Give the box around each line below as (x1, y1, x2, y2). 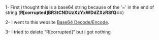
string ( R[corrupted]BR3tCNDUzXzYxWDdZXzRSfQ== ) (5, 9, 124, 15)
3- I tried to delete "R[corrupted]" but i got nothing (5, 29, 111, 34)
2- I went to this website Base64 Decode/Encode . (5, 19, 109, 25)
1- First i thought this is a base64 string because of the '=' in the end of (5, 4, 154, 10)
